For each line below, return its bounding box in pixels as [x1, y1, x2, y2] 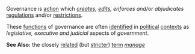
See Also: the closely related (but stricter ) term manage [6, 41, 146, 48]
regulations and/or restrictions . [6, 11, 83, 19]
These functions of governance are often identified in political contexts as [6, 23, 190, 30]
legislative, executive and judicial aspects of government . [6, 29, 149, 37]
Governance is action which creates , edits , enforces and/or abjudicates [6, 5, 184, 12]
